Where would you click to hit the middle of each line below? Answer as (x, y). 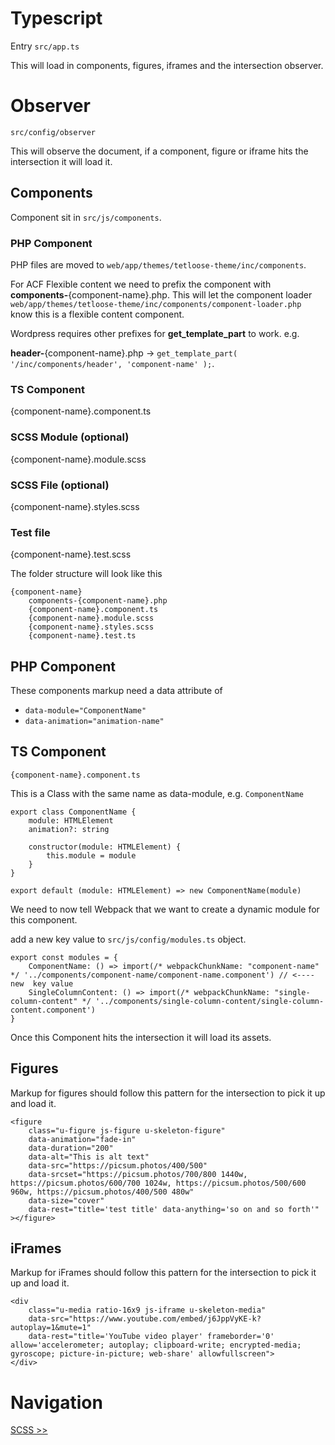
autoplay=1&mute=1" (51, 1328)
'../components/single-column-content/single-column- (210, 1001)
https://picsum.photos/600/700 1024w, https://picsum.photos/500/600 (158, 1183)
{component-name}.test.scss (71, 554)
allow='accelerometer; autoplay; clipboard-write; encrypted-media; (156, 1345)
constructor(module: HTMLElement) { (105, 847)
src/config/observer (53, 132)
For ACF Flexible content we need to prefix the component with (141, 284)
